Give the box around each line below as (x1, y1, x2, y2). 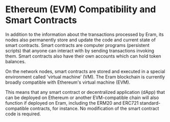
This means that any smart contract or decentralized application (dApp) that (5, 89, 165, 95)
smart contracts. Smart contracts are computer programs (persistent (5, 42, 150, 48)
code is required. (5, 111, 41, 117)
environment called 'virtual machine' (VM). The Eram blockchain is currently (5, 74, 165, 80)
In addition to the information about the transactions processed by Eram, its (5, 31, 164, 37)
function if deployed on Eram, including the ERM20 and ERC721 (5, 100, 139, 106)
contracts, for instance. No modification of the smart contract (30, 105, 159, 111)
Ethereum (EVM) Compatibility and (5, 4, 156, 15)
